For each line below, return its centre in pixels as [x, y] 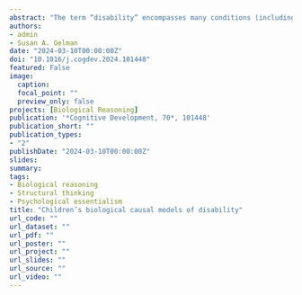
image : [22, 76]
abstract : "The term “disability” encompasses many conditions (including [152, 18]
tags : [19, 176]
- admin [24, 34]
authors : [26, 26]
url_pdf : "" [31, 235]
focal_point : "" [48, 93]
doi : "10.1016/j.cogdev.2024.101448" [80, 59]
